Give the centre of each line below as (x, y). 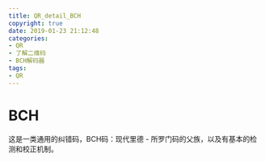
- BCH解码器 (27, 61)
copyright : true (36, 23)
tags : (17, 68)
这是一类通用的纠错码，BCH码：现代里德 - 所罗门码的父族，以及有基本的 (129, 138)
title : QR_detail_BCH (45, 16)
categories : (28, 38)
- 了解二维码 (27, 53)
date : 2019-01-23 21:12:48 (54, 31)
